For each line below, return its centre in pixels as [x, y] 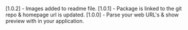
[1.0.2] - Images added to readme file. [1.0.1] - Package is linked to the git [94, 9]
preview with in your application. [45, 21]
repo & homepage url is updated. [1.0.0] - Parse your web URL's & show [92, 15]
